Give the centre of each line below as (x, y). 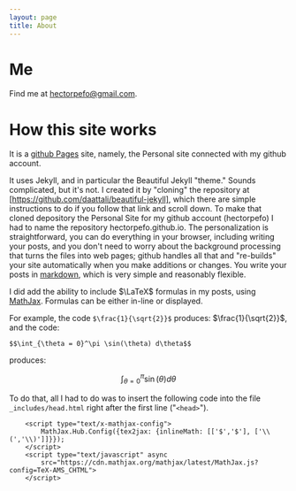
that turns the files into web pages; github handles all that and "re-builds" (143, 256)
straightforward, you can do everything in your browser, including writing (142, 237)
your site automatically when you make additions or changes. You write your (148, 265)
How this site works (83, 130)
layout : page (33, 17)
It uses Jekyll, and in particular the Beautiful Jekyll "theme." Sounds (133, 180)
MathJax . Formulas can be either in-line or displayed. (106, 301)
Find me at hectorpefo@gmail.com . (73, 94)
